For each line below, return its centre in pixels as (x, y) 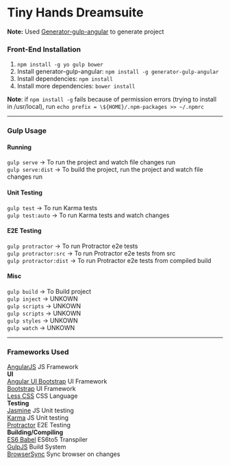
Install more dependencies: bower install (76, 86)
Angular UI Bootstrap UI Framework (57, 381)
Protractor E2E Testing (39, 425)
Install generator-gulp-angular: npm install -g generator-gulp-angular (118, 72)
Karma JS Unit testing (38, 418)
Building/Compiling (35, 432)
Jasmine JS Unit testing (40, 411)
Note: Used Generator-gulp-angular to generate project (86, 32)
